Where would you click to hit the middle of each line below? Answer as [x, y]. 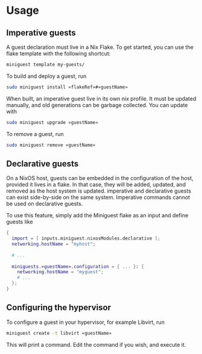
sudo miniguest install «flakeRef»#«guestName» [67, 87]
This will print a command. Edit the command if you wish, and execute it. [96, 344]
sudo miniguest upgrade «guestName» [52, 122]
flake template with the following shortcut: [58, 54]
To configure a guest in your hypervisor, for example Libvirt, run [85, 322]
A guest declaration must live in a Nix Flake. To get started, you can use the [100, 47]
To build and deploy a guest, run [46, 76]
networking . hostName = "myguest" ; [60, 272]
